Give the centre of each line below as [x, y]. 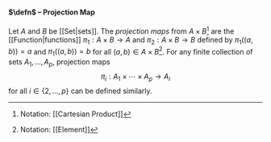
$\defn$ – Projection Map [52, 12]
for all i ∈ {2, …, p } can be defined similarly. [80, 91]
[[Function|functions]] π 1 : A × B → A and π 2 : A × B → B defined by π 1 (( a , [131, 41]
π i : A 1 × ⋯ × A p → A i [135, 77]
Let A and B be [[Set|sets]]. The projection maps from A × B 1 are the [121, 30]
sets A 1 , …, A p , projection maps [59, 63]
